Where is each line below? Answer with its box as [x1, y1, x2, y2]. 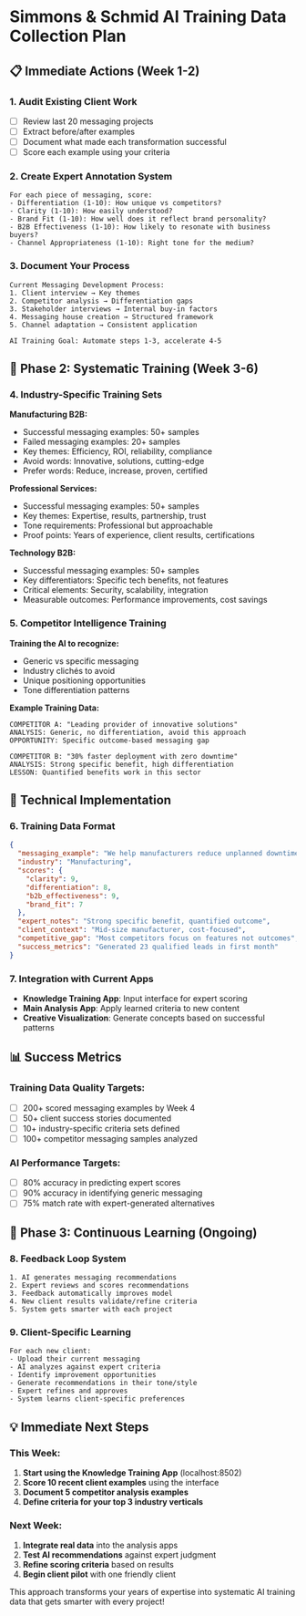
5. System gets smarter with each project [9, 1305, 173, 1314]
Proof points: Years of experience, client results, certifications [22, 530, 255, 541]
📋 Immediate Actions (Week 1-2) [9, 63, 200, 78]
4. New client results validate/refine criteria [9, 1297, 198, 1306]
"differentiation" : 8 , [25, 883, 112, 892]
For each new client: [9, 1347, 92, 1356]
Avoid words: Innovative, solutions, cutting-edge [22, 456, 205, 467]
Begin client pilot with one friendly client [22, 1569, 176, 1580]
